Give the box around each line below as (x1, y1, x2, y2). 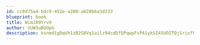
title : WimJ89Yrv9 (6, 19, 52, 25)
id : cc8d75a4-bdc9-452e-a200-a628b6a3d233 (6, 8, 113, 15)
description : (6, 30, 39, 36)
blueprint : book (6, 14, 46, 20)
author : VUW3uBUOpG (6, 25, 55, 31)
